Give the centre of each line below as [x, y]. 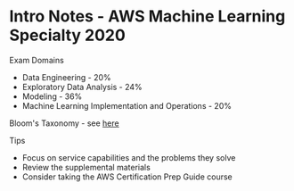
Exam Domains [37, 60]
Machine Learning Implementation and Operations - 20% [127, 105]
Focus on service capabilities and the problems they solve [129, 157]
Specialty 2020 [68, 35]
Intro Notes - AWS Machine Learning [147, 17]
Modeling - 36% [52, 96]
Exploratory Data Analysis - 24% [82, 87]
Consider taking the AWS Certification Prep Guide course [127, 177]
